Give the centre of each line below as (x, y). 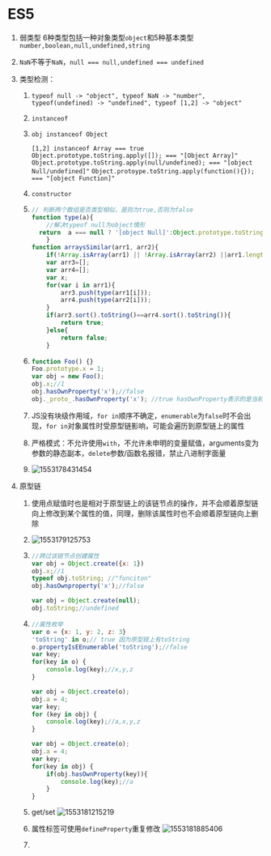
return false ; (84, 338)
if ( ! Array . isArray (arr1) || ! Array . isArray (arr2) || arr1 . (146, 255)
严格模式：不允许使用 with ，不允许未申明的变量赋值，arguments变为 (145, 443)
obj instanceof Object (70, 134)
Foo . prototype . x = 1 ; (68, 369)
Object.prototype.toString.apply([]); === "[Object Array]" (135, 155)
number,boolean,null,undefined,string (85, 45)
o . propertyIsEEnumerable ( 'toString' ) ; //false (109, 647)
